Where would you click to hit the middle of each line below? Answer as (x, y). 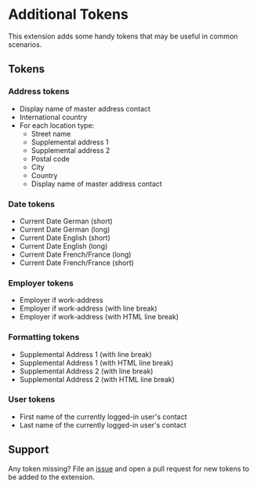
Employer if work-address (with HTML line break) (99, 317)
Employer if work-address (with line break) (88, 308)
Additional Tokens (69, 15)
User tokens (32, 399)
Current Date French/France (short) (77, 262)
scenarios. (25, 44)
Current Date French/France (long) (75, 254)
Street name (51, 133)
